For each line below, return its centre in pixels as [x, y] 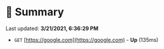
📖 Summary [35, 12]
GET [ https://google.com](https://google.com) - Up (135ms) [86, 40]
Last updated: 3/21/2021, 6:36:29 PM [52, 28]
